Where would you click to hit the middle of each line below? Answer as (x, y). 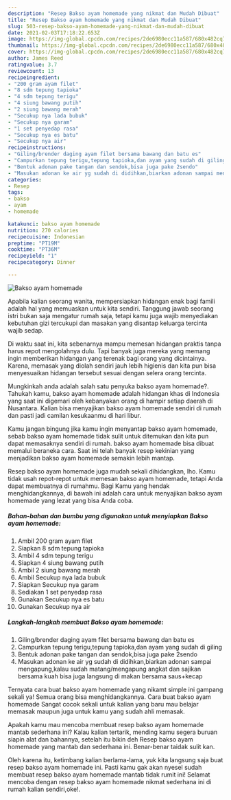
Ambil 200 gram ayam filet (55, 541)
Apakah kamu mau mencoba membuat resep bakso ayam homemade (106, 724)
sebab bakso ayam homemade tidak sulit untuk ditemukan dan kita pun (108, 436)
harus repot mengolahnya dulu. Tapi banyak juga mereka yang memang (109, 351)
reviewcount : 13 (31, 71)
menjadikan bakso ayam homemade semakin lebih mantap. (92, 458)
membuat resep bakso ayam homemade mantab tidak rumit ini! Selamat (109, 775)
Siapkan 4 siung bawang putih (60, 563)
